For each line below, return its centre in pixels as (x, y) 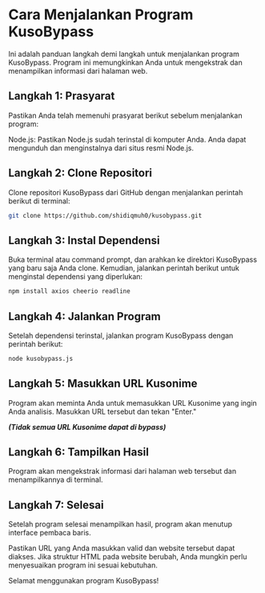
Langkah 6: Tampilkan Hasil (79, 453)
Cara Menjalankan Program (101, 15)
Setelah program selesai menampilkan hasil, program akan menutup (120, 524)
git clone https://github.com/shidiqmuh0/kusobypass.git (105, 215)
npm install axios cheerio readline (69, 291)
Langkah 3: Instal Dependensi (84, 240)
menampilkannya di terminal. (56, 480)
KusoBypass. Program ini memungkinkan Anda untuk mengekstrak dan (125, 62)
